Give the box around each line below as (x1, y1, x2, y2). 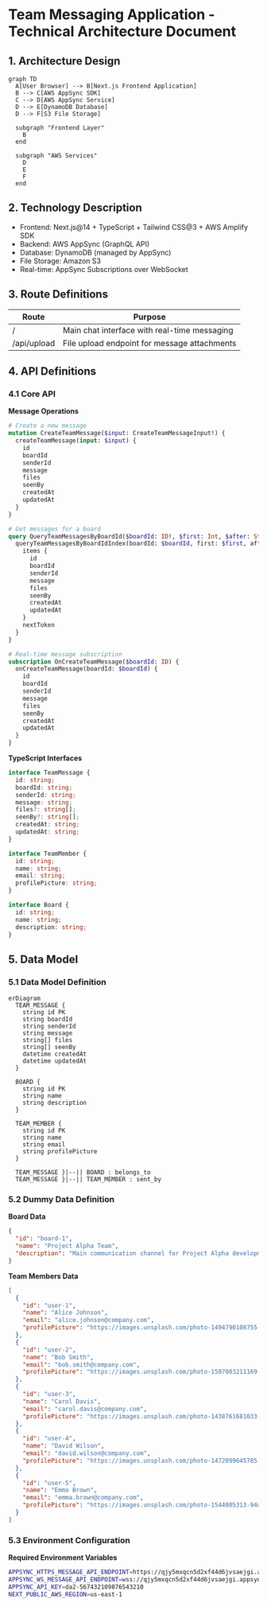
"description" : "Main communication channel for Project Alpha (15, 1250, 229, 1258)
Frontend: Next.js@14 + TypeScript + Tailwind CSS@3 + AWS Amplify (19, 222, 249, 231)
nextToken (22, 621, 56, 629)
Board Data (8, 1211, 46, 1222)
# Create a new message (8, 422, 87, 430)
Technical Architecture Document (8, 22, 237, 41)
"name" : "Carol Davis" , (22, 1398, 102, 1406)
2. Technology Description (8, 201, 142, 215)
